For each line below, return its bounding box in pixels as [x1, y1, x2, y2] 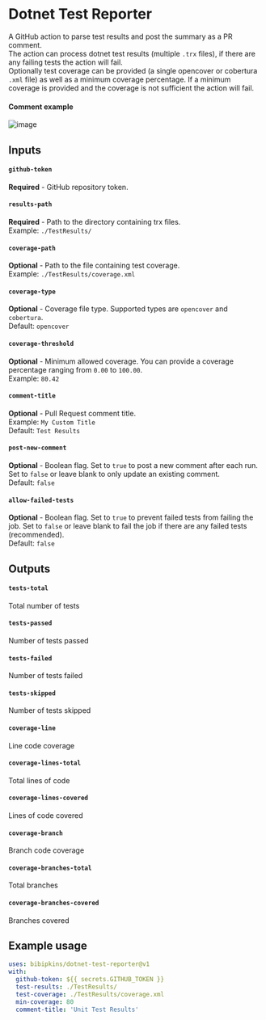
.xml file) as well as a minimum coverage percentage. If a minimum [8, 74, 231, 84]
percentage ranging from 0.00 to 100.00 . [8, 365, 143, 374]
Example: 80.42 [8, 373, 60, 383]
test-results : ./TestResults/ [15, 983, 117, 991]
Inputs [8, 143, 42, 157]
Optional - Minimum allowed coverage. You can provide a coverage [8, 356, 234, 366]
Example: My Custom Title [8, 417, 95, 427]
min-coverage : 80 [15, 997, 74, 1006]
